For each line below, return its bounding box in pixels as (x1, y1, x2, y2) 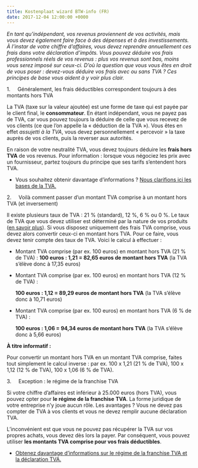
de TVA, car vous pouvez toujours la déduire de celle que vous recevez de (6, 115, 187, 122)
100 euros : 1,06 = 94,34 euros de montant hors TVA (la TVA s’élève (15, 324, 183, 331)
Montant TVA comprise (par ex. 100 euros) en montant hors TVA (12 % (15, 271, 186, 278)
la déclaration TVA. (15, 456, 62, 463)
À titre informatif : (6, 342, 52, 349)
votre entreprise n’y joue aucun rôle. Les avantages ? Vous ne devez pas (6, 401, 183, 409)
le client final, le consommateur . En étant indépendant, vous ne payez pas (6, 109, 187, 117)
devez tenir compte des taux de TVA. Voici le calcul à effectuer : (6, 236, 162, 243)
